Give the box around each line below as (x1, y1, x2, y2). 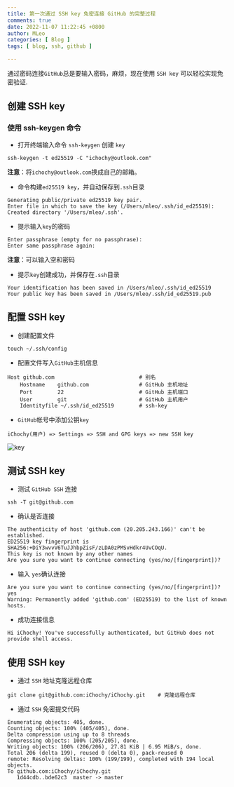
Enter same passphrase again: (7, 242, 96, 249)
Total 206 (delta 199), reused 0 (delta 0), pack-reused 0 (7, 750, 184, 757)
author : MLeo (7, 29, 46, 37)
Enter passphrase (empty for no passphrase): (7, 236, 142, 243)
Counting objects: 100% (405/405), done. (7, 725, 130, 732)
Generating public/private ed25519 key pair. (7, 196, 142, 203)
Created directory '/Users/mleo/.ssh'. (7, 208, 124, 216)
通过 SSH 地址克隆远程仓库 (17, 676, 92, 685)
